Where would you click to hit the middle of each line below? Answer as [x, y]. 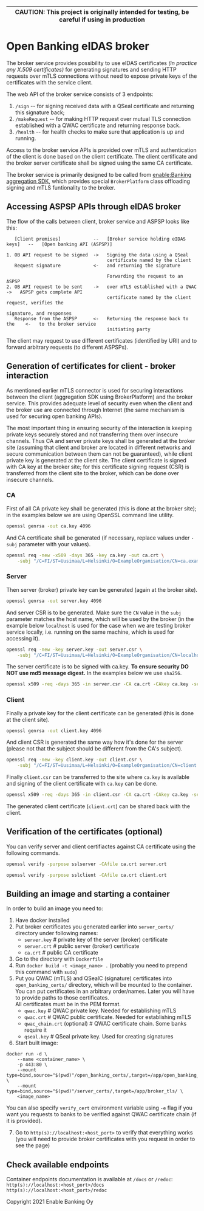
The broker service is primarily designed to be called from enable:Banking [99, 174]
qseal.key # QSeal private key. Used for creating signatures [99, 1037]
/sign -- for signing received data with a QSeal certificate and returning [104, 106]
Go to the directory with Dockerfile [59, 959]
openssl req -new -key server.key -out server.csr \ [74, 650]
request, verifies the [35, 303]
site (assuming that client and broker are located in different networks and [99, 447]
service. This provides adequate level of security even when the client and [99, 403]
